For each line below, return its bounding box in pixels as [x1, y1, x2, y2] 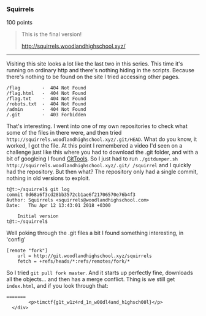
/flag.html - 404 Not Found [6, 91, 86, 97]
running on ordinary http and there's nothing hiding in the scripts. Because [6, 67, 195, 74]
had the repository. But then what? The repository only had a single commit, [6, 168, 198, 176]
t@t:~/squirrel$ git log [6, 186, 70, 193]
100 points [6, 19, 32, 26]
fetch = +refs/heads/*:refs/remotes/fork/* [17, 258, 131, 265]
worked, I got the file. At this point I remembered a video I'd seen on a [6, 142, 183, 149]
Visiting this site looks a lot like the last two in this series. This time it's [6, 60, 183, 67]
